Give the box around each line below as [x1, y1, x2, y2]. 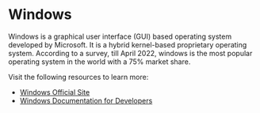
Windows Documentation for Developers [19, 96, 153, 105]
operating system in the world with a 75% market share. [8, 57, 191, 66]
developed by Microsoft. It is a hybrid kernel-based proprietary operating [8, 40, 247, 49]
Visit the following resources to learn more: [8, 72, 149, 81]
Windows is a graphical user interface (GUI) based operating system [8, 32, 232, 41]
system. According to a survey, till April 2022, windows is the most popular [8, 48, 253, 58]
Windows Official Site [19, 87, 90, 96]
